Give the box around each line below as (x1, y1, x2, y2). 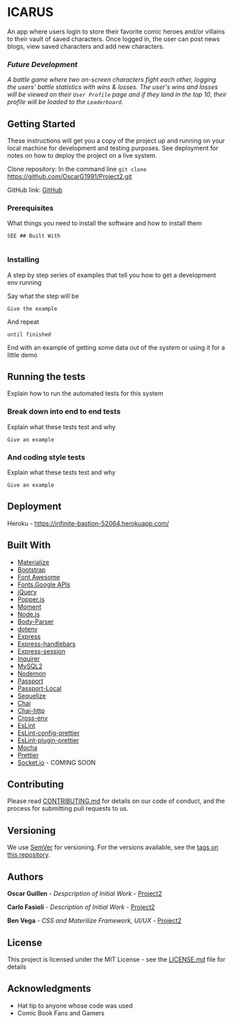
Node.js (17, 610, 40, 618)
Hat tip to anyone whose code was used (17, 1001, 133, 1010)
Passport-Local (17, 684, 62, 692)
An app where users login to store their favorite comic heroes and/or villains (7, 27, 225, 36)
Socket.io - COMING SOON (17, 758, 96, 767)
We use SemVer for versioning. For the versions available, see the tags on (7, 843, 219, 852)
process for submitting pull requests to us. (7, 804, 129, 813)
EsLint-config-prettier (17, 728, 80, 737)
